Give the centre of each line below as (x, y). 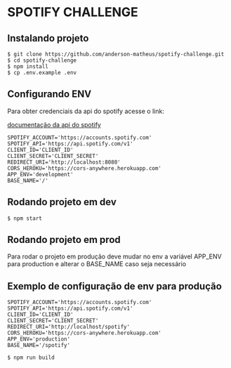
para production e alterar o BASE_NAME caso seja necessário (97, 264)
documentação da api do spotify (54, 124)
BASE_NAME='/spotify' (39, 346)
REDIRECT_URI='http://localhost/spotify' (69, 327)
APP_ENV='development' (40, 174)
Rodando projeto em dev (62, 202)
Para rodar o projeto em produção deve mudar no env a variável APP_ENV (115, 256)
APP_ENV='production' (39, 339)
